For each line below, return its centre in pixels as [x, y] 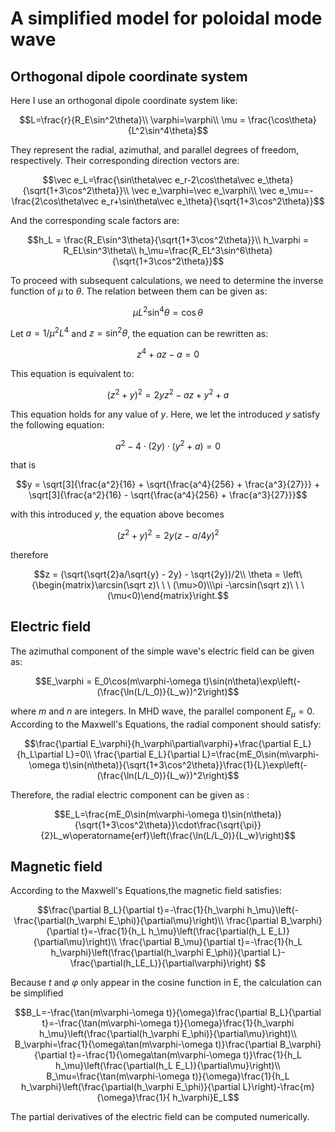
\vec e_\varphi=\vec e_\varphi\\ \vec [204, 190]
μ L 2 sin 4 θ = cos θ [168, 311]
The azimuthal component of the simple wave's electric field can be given [162, 651]
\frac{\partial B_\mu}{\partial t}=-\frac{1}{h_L [211, 942]
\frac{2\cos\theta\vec [55, 201]
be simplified [37, 993]
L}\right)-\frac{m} [279, 1087]
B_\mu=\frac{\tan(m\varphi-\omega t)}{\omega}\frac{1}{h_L [168, 1076]
